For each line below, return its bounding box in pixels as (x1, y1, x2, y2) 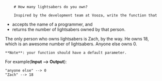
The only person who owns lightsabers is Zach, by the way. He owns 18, (5, 36, 149, 41)
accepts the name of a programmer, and (12, 22, 93, 27)
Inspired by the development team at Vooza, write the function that (14, 13, 158, 18)
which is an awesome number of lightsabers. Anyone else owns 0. (5, 41, 137, 47)
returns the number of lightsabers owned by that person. (12, 27, 126, 32)
